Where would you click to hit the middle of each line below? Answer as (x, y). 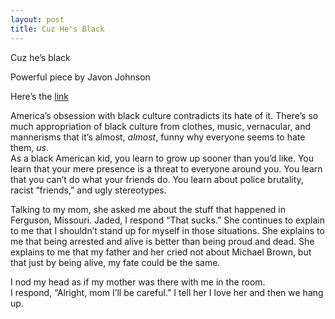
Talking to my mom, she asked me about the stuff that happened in (148, 209)
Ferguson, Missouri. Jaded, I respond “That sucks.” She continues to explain (167, 220)
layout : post (37, 19)
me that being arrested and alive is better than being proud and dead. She (162, 241)
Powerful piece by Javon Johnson (80, 77)
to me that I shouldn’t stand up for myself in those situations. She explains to (167, 230)
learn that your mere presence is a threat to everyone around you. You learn (166, 168)
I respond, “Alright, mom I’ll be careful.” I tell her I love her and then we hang (167, 292)
